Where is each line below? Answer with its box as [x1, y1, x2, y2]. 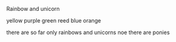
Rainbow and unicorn [6, 5, 60, 12]
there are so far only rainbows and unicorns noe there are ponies [6, 29, 170, 36]
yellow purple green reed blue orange [6, 17, 101, 24]
